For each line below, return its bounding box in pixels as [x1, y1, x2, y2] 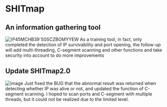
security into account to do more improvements [5, 52, 105, 58]
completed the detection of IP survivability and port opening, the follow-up [5, 42, 161, 48]
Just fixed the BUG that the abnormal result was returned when [24, 80, 156, 86]
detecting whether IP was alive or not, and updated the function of [5, 85, 144, 91]
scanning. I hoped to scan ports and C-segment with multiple [24, 91, 153, 97]
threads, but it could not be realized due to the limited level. [5, 96, 129, 102]
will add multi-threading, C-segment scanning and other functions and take [5, 47, 162, 53]
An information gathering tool [5, 23, 101, 32]
